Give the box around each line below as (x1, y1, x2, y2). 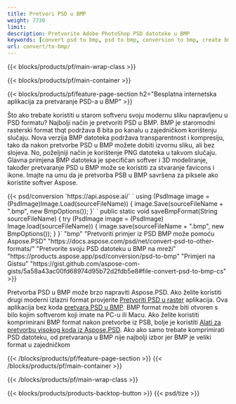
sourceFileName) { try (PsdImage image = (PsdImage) (7, 214, 164, 223)
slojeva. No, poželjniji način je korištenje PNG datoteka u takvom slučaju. (7, 149, 217, 157)
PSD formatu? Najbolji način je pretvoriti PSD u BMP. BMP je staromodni (7, 118, 216, 127)
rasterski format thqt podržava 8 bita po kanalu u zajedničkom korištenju (7, 126, 218, 134)
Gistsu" (7, 259, 29, 268)
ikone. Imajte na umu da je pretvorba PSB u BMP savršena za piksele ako (7, 171, 219, 179)
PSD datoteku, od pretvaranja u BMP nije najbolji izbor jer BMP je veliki (7, 333, 212, 341)
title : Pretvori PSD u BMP (7, 10, 86, 18)
